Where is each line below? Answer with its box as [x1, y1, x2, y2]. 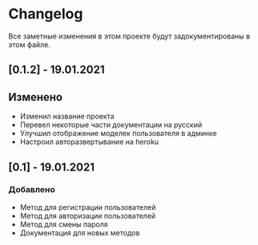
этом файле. [8, 39, 50, 49]
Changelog [8, 5, 83, 23]
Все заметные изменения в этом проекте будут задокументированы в [8, 31, 251, 41]
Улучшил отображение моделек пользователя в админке [19, 129, 218, 139]
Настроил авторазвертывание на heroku [19, 137, 159, 147]
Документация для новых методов [19, 227, 140, 237]
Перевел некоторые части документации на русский [19, 120, 203, 130]
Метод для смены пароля [19, 219, 108, 229]
